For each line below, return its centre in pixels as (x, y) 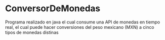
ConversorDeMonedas (53, 9)
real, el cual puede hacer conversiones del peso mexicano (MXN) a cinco (80, 27)
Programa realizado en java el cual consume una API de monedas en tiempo (83, 22)
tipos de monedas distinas (32, 32)
